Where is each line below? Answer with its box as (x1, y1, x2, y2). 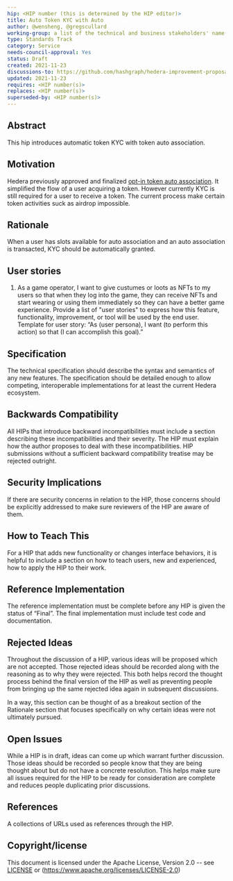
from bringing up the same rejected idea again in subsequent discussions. (7, 685, 219, 693)
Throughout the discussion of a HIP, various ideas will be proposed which (7, 655, 218, 664)
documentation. (7, 616, 53, 625)
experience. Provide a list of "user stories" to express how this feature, (17, 306, 220, 314)
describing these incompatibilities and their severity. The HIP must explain (7, 434, 219, 443)
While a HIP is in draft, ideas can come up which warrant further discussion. (7, 751, 225, 759)
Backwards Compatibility (7, 409, 119, 420)
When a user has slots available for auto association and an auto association (7, 238, 225, 246)
